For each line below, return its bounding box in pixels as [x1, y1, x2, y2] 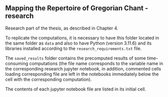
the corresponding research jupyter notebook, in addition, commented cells [5, 65, 161, 71]
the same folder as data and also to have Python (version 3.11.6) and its [5, 40, 152, 46]
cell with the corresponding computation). [5, 76, 92, 82]
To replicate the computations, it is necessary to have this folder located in [5, 34, 159, 40]
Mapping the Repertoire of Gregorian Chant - [5, 4, 148, 12]
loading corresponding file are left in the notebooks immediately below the [5, 71, 159, 77]
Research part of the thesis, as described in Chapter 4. [5, 25, 119, 31]
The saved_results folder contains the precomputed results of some [5, 55, 146, 61]
